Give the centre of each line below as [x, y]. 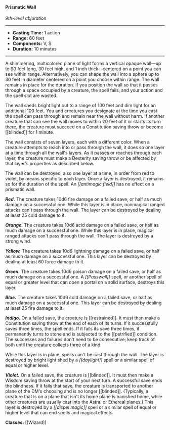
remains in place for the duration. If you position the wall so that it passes [81, 85]
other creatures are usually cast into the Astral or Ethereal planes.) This [79, 402]
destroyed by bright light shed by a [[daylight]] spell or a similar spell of [80, 360]
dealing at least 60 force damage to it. [45, 262]
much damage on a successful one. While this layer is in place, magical [79, 230]
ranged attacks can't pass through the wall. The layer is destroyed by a [79, 236]
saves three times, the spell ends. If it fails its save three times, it [72, 329]
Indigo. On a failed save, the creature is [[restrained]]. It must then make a [83, 318]
